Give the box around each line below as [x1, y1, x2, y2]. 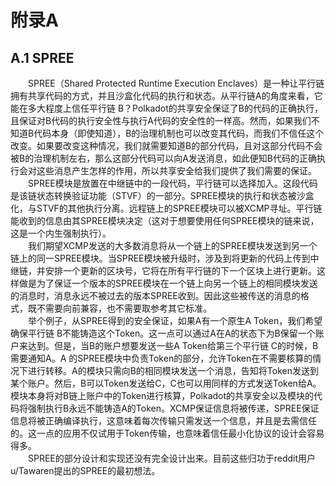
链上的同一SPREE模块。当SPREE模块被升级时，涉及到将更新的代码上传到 [10, 252, 311, 264]
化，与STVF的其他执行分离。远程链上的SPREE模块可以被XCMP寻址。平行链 [10, 202, 323, 214]
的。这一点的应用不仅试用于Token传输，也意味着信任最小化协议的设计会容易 [10, 427, 325, 439]
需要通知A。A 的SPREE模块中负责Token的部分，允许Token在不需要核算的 [10, 352, 313, 364]
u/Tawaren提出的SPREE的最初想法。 [10, 465, 161, 476]
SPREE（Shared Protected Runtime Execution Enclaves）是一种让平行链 [28, 77, 325, 89]
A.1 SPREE [10, 49, 75, 66]
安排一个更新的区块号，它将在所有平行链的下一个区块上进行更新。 [44, 265, 317, 276]
